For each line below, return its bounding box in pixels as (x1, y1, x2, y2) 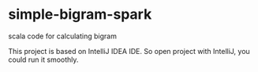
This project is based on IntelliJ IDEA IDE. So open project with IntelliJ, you (8, 46, 250, 56)
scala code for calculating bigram (8, 31, 117, 41)
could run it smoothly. (8, 55, 79, 64)
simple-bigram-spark (8, 5, 152, 23)
